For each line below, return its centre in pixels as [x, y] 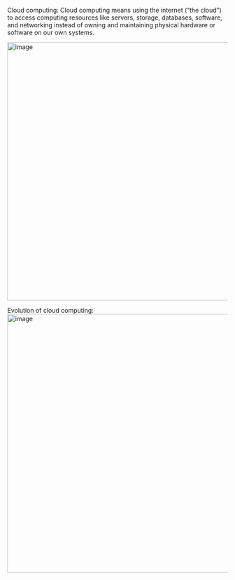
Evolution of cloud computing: [51, 310]
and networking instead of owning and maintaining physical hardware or [111, 25]
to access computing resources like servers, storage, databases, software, [115, 18]
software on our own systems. [51, 32]
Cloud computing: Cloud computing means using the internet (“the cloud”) [114, 10]
